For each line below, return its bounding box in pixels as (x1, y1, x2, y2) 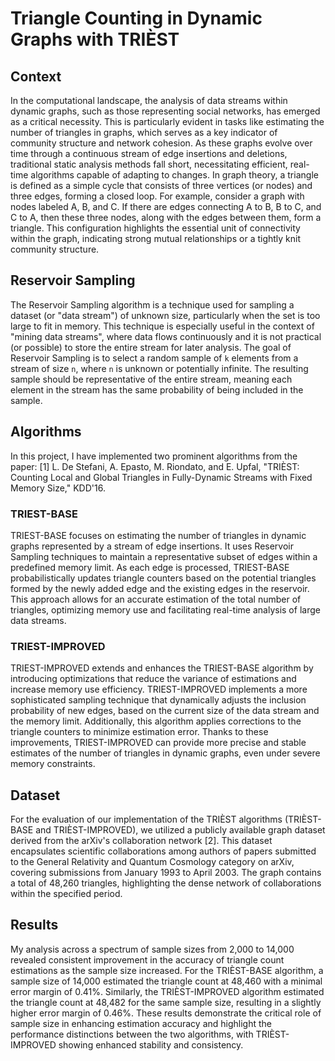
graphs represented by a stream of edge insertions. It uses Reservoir (10, 540, 295, 552)
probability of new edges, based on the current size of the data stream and (10, 705, 320, 717)
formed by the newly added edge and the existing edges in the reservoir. (10, 582, 310, 594)
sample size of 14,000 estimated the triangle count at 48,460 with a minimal (10, 975, 323, 987)
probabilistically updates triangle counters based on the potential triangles (10, 572, 317, 584)
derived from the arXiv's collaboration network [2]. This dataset (10, 835, 273, 847)
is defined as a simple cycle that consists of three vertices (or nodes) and (10, 180, 313, 191)
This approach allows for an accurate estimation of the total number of (10, 593, 302, 605)
